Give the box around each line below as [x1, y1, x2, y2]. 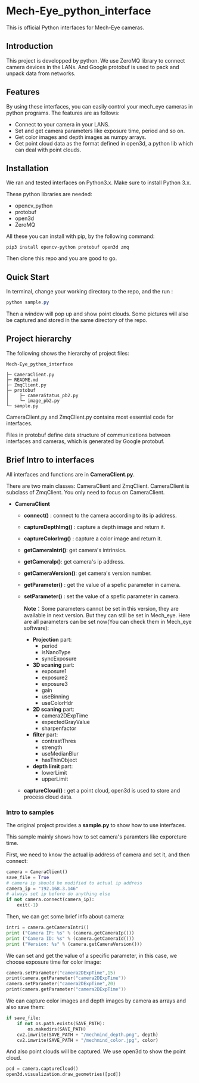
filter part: [32, 731, 58, 738]
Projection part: [32, 636, 72, 643]
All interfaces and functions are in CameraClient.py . [6, 471, 135, 478]
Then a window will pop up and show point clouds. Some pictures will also [6, 310, 189, 317]
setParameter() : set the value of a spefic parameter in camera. [23, 592, 180, 600]
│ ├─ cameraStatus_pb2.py [6, 392, 79, 398]
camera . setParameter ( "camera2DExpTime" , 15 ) [6, 970, 116, 976]
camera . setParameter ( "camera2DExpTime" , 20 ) [6, 981, 116, 987]
